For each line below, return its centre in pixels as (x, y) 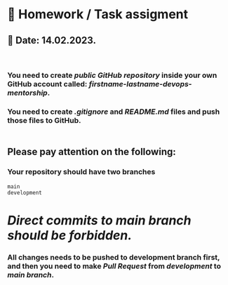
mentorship (27, 93)
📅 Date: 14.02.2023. (52, 40)
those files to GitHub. (44, 120)
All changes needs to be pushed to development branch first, (114, 257)
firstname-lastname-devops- (140, 84)
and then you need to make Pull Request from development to (114, 266)
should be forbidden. (70, 235)
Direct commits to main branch (99, 220)
